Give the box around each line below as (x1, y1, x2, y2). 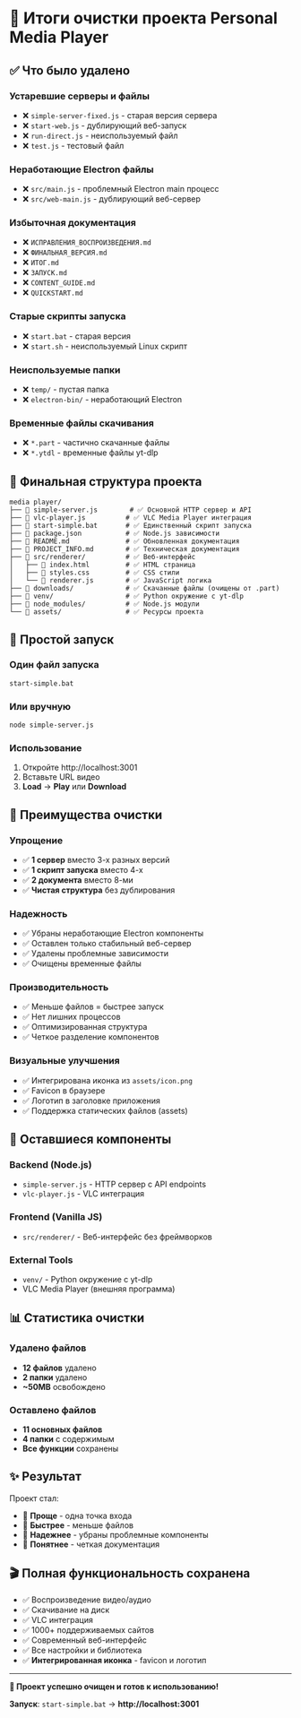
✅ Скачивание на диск (21, 1604, 110, 1615)
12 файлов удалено (21, 1362, 97, 1373)
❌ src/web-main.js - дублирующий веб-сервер (21, 194, 202, 204)
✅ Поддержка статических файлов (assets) (21, 1105, 188, 1116)
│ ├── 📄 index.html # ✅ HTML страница (9, 560, 196, 570)
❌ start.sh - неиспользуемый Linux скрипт (21, 341, 188, 351)
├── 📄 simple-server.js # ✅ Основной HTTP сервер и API (9, 505, 253, 514)
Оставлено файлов (9, 1403, 97, 1416)
